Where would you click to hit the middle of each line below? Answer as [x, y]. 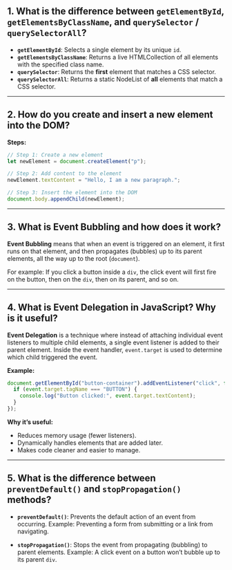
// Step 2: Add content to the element [65, 174]
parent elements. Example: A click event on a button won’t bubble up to [119, 552]
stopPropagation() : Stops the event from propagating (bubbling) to [112, 544]
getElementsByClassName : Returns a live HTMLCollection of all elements [118, 57]
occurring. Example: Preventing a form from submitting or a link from [115, 524]
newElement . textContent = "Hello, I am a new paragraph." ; [94, 180]
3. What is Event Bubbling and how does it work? [114, 227]
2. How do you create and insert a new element [110, 114]
